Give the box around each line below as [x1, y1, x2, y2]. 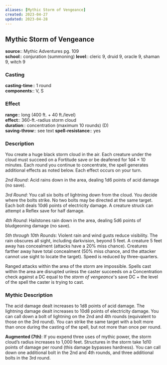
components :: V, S [5, 88, 44, 94]
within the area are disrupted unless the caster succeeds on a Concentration [5, 269, 163, 275]
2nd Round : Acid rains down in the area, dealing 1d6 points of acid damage [5, 177, 160, 183]
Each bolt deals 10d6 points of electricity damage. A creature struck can [5, 202, 154, 208]
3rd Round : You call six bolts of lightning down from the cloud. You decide [5, 192, 158, 198]
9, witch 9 [5, 59, 26, 65]
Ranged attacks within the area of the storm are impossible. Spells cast [5, 263, 151, 269]
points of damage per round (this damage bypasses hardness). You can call [5, 345, 161, 351]
